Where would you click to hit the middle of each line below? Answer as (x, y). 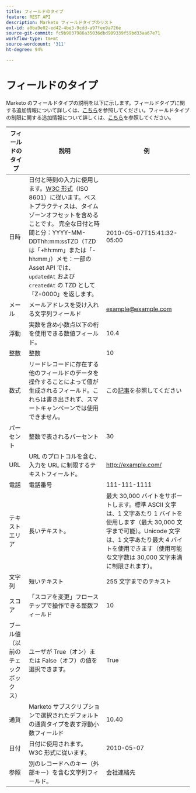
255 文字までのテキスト (139, 581)
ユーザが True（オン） (59, 651)
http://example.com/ (134, 465)
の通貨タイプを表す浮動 (61, 724)
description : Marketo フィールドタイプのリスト (60, 22)
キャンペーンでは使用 (70, 408)
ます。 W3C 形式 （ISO (59, 188)
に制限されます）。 (131, 566)
